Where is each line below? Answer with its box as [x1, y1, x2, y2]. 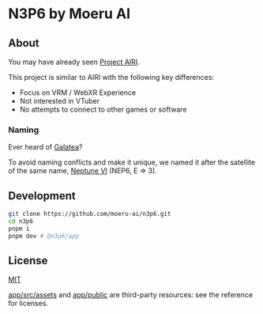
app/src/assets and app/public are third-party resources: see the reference [8, 290, 254, 300]
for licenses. [8, 298, 49, 308]
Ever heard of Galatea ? [8, 142, 83, 152]
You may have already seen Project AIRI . [8, 57, 140, 66]
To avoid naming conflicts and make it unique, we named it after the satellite [8, 157, 256, 167]
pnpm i [8, 225, 30, 233]
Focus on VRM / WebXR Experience [19, 88, 137, 97]
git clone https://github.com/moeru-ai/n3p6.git [8, 210, 171, 218]
